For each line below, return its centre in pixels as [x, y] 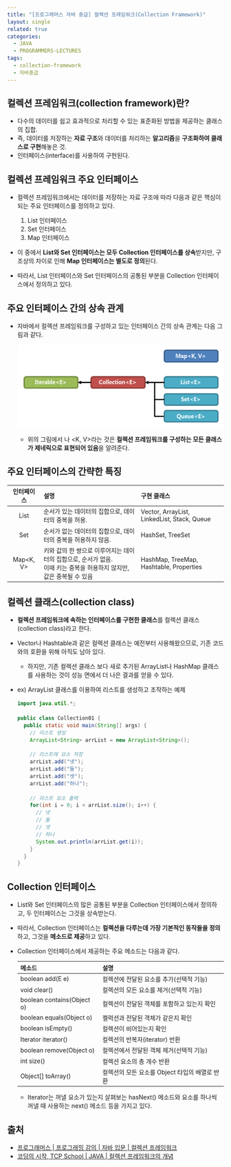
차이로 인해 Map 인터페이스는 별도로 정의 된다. [97, 261]
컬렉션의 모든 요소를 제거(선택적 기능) [152, 990]
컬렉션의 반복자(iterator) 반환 [141, 1039]
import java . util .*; [46, 704]
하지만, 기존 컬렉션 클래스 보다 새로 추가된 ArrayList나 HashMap [114, 667]
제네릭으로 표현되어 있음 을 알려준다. [82, 447]
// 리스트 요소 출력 [54, 798]
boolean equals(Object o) [56, 1017]
